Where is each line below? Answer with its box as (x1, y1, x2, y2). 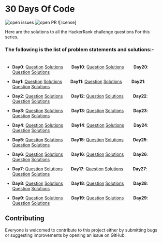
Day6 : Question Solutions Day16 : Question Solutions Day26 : (12, 151, 148, 157)
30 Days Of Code (5, 3, 75, 15)
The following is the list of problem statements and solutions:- (5, 46, 154, 53)
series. (5, 34, 18, 40)
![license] (58, 19, 76, 25)
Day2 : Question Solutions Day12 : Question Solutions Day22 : (12, 93, 148, 99)
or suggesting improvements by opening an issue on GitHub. (5, 232, 126, 238)
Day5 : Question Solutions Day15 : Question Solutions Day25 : (12, 137, 148, 143)
